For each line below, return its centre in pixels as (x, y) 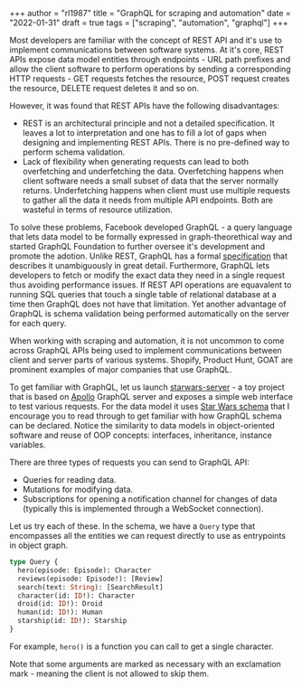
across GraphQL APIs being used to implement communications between (146, 350)
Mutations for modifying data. (78, 489)
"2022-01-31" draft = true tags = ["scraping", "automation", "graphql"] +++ (149, 23)
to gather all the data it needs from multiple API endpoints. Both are (148, 200)
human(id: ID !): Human (60, 613)
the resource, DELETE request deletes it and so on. (104, 88)
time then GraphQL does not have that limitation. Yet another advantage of (148, 304)
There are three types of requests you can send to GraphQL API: (130, 462)
